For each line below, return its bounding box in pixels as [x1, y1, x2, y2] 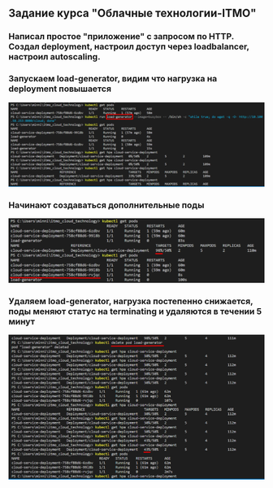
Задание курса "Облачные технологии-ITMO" [8, 7, 257, 20]
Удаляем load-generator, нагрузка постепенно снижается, [8, 295, 253, 307]
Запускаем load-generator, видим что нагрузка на [8, 73, 218, 85]
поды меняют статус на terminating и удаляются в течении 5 [8, 305, 262, 316]
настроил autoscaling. [8, 51, 101, 63]
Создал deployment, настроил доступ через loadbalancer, [8, 41, 249, 52]
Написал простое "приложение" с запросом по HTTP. [8, 31, 234, 42]
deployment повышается [8, 83, 112, 94]
